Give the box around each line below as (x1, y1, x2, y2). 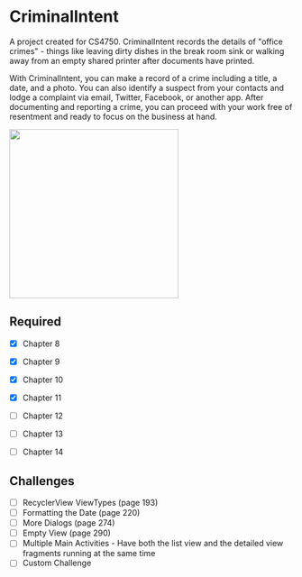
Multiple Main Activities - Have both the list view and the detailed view (22, 538, 284, 549)
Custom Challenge (22, 557, 92, 569)
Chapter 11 (22, 392, 61, 403)
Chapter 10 (22, 374, 64, 385)
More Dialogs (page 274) (22, 517, 115, 528)
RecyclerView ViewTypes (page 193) (22, 498, 159, 508)
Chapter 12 (22, 410, 63, 421)
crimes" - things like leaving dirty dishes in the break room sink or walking (9, 45, 285, 56)
